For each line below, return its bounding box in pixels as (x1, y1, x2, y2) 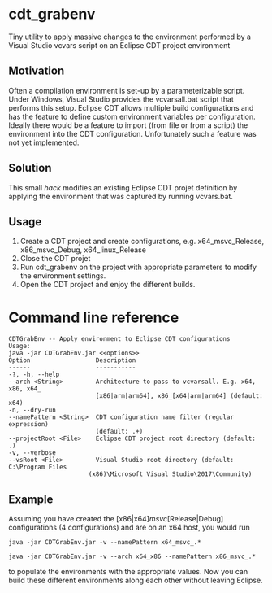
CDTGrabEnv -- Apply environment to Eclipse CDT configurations (8, 335, 231, 343)
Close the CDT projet (19, 254, 91, 264)
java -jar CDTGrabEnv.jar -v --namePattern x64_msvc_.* (8, 538, 201, 547)
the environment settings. (19, 271, 106, 281)
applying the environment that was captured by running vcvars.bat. (8, 191, 234, 201)
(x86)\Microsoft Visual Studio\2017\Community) (88, 470, 253, 478)
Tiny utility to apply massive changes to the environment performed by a (8, 32, 252, 41)
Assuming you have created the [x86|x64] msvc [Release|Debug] (8, 514, 224, 524)
